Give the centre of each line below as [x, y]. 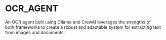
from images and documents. [35, 32]
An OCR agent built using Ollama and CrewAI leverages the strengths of [78, 22]
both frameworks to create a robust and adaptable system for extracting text [83, 27]
